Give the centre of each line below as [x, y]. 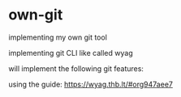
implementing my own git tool [58, 37]
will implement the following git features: [76, 68]
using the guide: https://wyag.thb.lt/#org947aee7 [90, 84]
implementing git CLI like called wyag [71, 53]
